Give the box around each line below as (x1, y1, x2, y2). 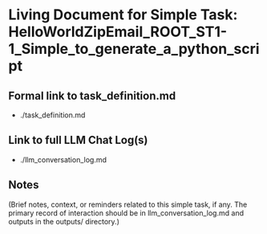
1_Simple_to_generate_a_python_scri (8, 40, 260, 58)
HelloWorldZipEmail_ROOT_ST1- (8, 23, 228, 41)
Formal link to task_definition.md (8, 88, 176, 102)
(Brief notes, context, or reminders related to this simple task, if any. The (8, 199, 248, 209)
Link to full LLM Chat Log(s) (8, 133, 148, 147)
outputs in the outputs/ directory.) (8, 216, 120, 226)
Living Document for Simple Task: (8, 6, 238, 24)
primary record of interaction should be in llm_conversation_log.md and (8, 207, 245, 218)
